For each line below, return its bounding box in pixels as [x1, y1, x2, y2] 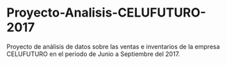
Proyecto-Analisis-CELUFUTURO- [6, 5, 206, 21]
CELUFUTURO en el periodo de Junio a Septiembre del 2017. [6, 50, 180, 58]
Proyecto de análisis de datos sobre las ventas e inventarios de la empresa [6, 42, 220, 50]
